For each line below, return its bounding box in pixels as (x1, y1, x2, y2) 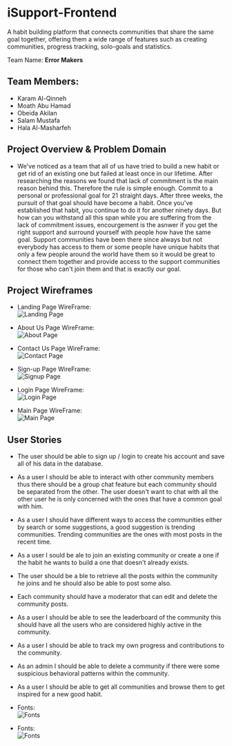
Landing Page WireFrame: (17, 303, 91, 312)
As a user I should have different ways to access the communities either (17, 516, 222, 524)
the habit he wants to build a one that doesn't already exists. (17, 558, 189, 567)
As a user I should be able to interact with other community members (17, 473, 214, 481)
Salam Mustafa (17, 116, 60, 124)
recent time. (17, 537, 52, 546)
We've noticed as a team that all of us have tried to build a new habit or (17, 162, 220, 170)
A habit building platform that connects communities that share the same (7, 28, 214, 36)
